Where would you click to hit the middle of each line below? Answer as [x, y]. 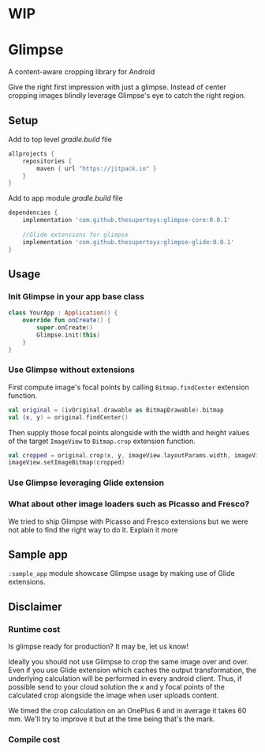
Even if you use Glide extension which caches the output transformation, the [132, 670]
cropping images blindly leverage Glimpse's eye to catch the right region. [127, 96]
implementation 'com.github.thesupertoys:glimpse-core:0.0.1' [127, 220]
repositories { [47, 161]
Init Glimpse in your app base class [76, 296]
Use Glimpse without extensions [72, 370]
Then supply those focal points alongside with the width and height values [129, 432]
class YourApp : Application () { [63, 313]
